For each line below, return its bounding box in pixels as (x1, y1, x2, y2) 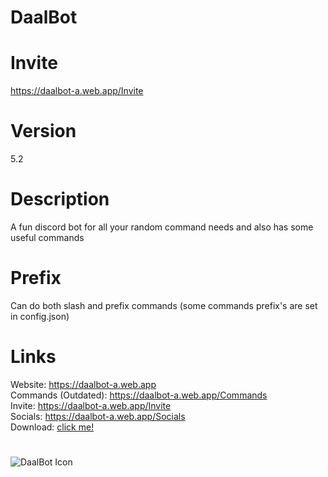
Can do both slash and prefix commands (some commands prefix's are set (10, 299, 318, 311)
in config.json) (10, 310, 70, 322)
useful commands (10, 232, 85, 243)
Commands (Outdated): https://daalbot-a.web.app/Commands (10, 389, 268, 401)
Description (10, 188, 110, 211)
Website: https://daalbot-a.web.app (10, 378, 157, 390)
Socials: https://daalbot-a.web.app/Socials (10, 410, 186, 422)
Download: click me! (10, 421, 95, 433)
